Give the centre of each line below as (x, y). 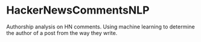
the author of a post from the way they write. (62, 33)
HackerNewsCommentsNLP (78, 10)
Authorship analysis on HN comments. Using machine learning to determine (101, 27)
